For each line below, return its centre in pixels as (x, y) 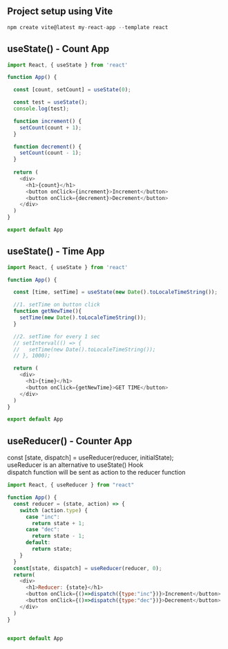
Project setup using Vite (60, 11)
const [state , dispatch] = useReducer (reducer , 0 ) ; (88, 568)
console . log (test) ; (41, 109)
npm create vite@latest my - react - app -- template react (88, 27)
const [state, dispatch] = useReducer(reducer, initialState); (91, 458)
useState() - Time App (56, 252)
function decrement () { (47, 147)
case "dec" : (42, 530)
